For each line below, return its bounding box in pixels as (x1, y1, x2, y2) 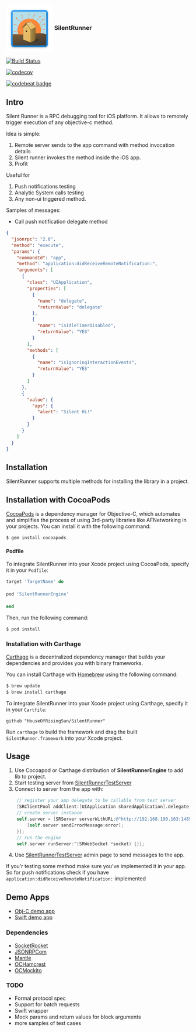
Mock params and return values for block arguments (14, 1013, 141, 1020)
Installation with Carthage (6, 640, 82, 648)
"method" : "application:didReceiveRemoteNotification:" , (16, 261, 158, 267)
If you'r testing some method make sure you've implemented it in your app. (6, 863, 187, 870)
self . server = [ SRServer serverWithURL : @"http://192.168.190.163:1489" (16, 816, 194, 822)
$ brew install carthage (6, 689, 66, 695)
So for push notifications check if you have (6, 869, 109, 876)
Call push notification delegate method (14, 218, 108, 225)
